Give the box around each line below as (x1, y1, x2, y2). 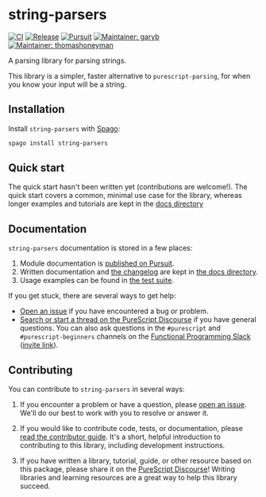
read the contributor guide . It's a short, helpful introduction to (19, 432, 221, 442)
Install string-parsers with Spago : (8, 123, 121, 133)
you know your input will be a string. (8, 80, 127, 89)
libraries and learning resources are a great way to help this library (19, 473, 238, 483)
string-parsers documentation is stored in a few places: (8, 243, 193, 253)
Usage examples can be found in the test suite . (19, 276, 175, 285)
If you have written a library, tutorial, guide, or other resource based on (19, 456, 252, 466)
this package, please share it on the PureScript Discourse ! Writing (19, 464, 236, 474)
